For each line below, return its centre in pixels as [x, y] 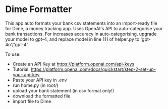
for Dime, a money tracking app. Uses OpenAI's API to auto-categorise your [84, 28]
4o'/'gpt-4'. [17, 44]
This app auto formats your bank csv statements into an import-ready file [81, 23]
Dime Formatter [39, 9]
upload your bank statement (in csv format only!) [63, 90]
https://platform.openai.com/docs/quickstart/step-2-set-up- [93, 69]
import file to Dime [32, 101]
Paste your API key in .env [40, 80]
